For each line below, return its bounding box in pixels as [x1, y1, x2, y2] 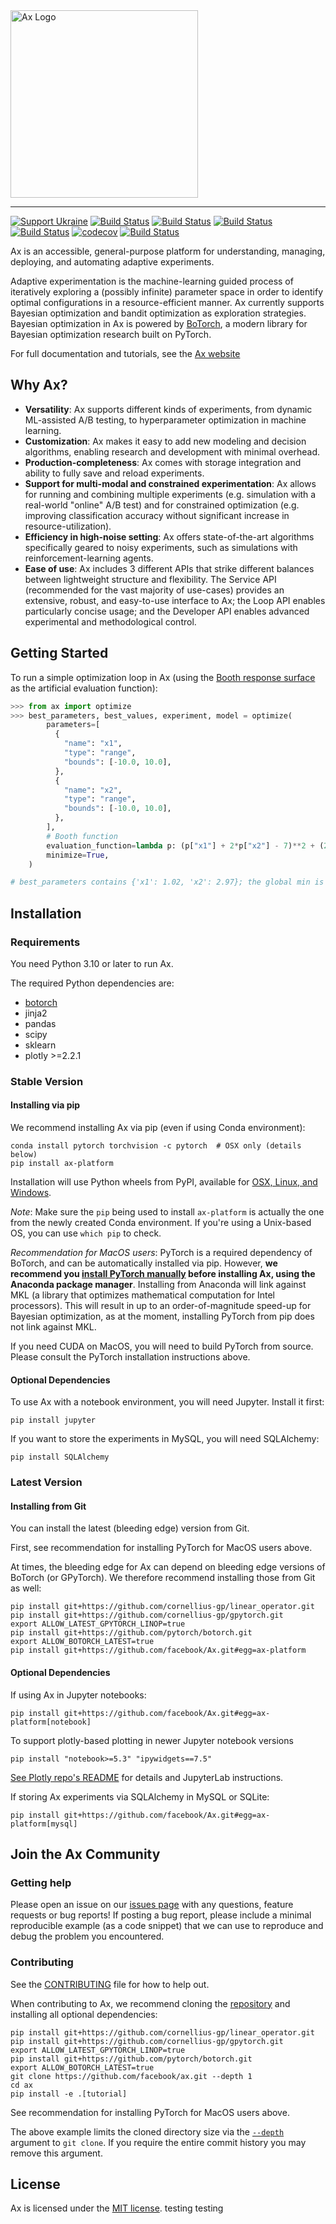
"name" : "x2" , [63, 785, 123, 795]
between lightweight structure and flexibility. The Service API [24, 573, 277, 585]
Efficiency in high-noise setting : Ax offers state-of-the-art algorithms [24, 530, 315, 543]
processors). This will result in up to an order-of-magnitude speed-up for [10, 1300, 312, 1312]
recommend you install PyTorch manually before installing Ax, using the [10, 1268, 316, 1280]
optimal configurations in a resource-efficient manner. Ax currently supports [10, 297, 325, 308]
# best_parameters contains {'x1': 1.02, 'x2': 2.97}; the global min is [10, 877, 325, 888]
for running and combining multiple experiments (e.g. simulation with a [24, 488, 317, 500]
